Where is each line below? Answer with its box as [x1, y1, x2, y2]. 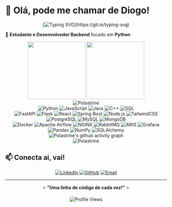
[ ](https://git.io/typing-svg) [42, 21, 130, 28]
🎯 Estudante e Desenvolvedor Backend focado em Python [5, 31, 131, 37]
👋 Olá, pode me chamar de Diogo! [5, 5, 150, 16]
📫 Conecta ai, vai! [5, 153, 65, 162]
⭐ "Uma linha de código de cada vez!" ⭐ [42, 184, 130, 191]
